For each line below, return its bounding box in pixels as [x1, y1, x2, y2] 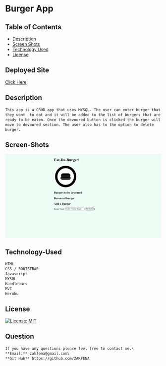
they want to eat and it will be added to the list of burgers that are [5, 112, 161, 117]
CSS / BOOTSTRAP [5, 266, 39, 272]
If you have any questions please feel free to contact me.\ [5, 346, 134, 351]
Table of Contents [5, 23, 62, 31]
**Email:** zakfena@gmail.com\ [5, 351, 70, 356]
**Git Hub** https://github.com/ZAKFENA [5, 356, 90, 361]
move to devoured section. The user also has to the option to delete [5, 122, 154, 127]
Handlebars [5, 281, 28, 287]
